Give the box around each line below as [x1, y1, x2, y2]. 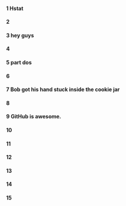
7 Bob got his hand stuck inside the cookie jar [6, 86, 120, 93]
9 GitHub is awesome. [6, 113, 62, 120]
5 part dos [6, 59, 32, 66]
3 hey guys [6, 31, 34, 38]
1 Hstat [6, 5, 24, 12]
